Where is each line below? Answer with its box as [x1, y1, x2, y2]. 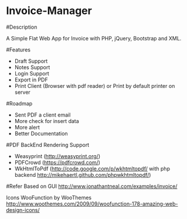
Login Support [14, 70, 50, 77]
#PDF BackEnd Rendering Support [6, 141, 90, 148]
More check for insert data [14, 117, 79, 124]
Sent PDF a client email [14, 111, 71, 118]
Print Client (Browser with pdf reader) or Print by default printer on [14, 82, 175, 89]
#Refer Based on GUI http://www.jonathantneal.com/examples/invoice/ [6, 183, 178, 190]
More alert [14, 124, 40, 131]
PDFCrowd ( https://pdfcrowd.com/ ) [14, 159, 101, 166]
